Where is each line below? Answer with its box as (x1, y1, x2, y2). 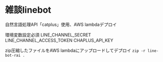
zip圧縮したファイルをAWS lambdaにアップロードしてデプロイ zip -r (5, 47, 146, 53)
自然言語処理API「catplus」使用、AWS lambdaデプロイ (5, 21, 117, 27)
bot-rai (5, 53, 21, 58)
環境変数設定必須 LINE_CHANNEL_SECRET (5, 32, 92, 38)
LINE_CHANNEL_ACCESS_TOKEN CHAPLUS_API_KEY (5, 37, 114, 43)
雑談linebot (5, 4, 51, 16)
